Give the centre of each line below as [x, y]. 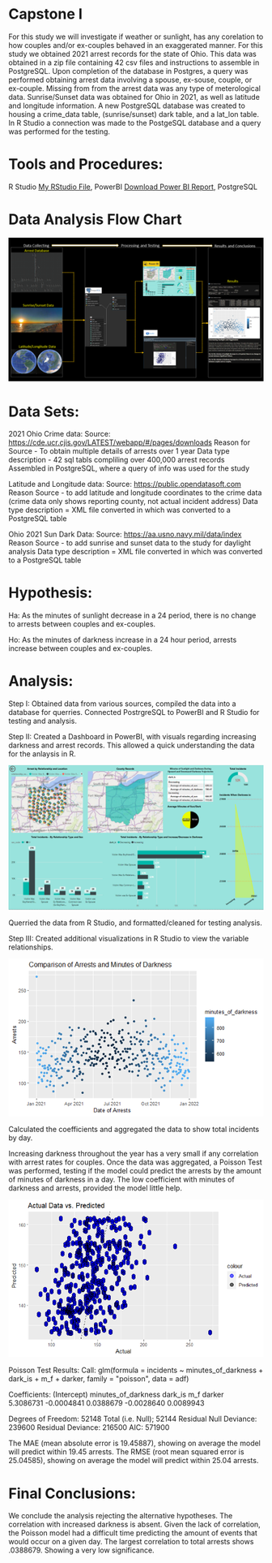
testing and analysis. [42, 721]
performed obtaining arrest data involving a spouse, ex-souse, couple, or [130, 80]
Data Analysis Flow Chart [95, 220]
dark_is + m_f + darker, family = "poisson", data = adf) [99, 1379]
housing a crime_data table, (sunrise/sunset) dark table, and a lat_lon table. [134, 114]
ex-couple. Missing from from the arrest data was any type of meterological [135, 88]
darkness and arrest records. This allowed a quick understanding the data [132, 745]
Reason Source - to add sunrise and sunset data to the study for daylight [130, 543]
